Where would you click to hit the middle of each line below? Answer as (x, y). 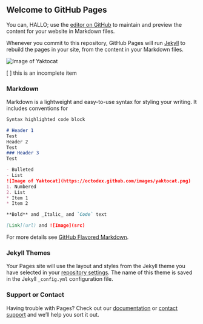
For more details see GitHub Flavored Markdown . (68, 237)
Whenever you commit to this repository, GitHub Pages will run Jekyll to (96, 43)
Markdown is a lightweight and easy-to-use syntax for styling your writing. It (101, 102)
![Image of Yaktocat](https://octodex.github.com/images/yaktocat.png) (98, 181)
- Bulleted (20, 170)
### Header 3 (23, 153)
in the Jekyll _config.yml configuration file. (60, 279)
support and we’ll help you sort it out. (53, 314)
